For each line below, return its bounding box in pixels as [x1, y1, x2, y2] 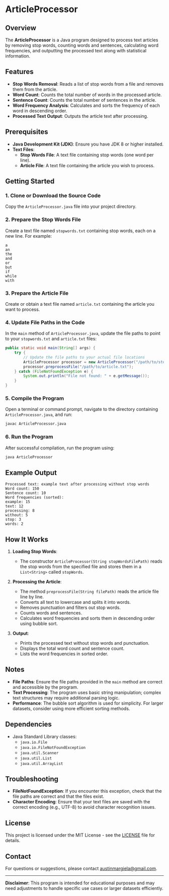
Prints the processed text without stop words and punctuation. [20, 640, 149, 646]
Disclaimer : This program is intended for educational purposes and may [5, 880, 155, 886]
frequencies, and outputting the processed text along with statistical [5, 48, 147, 53]
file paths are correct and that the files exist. [12, 793, 105, 799]
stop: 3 [5, 517, 22, 522]
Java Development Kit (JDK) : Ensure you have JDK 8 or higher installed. [12, 141, 164, 147]
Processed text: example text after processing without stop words [5, 482, 150, 487]
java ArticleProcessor [5, 454, 53, 459]
